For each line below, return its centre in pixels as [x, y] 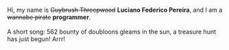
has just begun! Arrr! [36, 39]
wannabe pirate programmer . [49, 17]
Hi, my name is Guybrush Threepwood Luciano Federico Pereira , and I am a [115, 10]
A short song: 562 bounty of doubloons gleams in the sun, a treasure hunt [112, 32]
